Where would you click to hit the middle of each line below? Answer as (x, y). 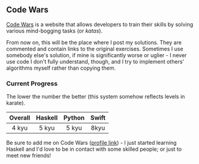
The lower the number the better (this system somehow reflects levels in (96, 97)
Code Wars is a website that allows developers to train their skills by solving (100, 24)
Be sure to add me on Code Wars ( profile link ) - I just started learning (91, 143)
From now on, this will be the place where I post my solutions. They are (94, 42)
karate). (16, 103)
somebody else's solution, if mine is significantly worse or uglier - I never (97, 55)
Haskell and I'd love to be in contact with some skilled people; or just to (94, 149)
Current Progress (32, 84)
